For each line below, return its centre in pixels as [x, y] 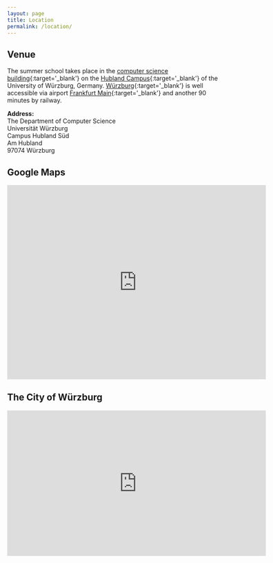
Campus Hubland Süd [38, 136]
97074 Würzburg [31, 151]
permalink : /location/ [40, 26]
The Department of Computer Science [61, 121]
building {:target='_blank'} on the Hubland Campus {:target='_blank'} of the [113, 78]
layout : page [26, 13]
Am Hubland [25, 143]
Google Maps [36, 172]
